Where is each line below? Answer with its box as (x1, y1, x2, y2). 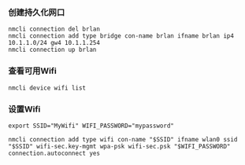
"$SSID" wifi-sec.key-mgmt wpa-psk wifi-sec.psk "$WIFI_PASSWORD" (8, 142, 231, 150)
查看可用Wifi (8, 65, 57, 76)
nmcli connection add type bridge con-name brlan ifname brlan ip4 (8, 32, 235, 40)
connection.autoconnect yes (8, 149, 101, 157)
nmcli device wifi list (8, 84, 87, 92)
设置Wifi (8, 104, 41, 115)
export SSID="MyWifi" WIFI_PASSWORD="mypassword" (8, 122, 175, 130)
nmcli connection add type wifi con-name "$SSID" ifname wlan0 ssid (8, 135, 238, 143)
